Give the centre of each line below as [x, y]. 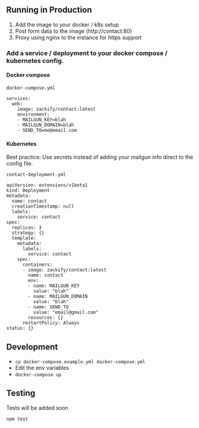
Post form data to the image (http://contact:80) [73, 31]
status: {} [20, 328]
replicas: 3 [27, 228]
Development [32, 347]
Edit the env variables [42, 367]
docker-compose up [38, 375]
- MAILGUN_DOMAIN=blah [46, 125]
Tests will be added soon [37, 407]
